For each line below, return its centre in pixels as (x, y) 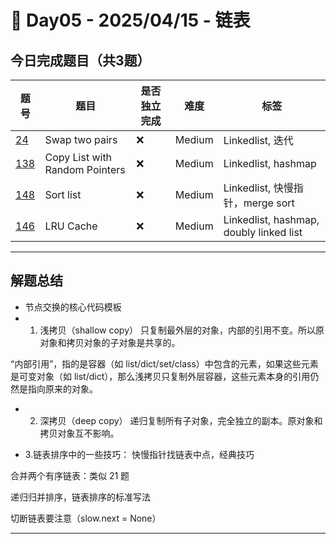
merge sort (269, 203)
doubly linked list (263, 232)
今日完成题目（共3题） (80, 60)
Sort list (63, 194)
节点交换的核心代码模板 (73, 307)
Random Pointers (85, 169)
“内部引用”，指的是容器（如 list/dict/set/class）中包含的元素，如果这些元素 (164, 363)
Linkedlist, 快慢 (258, 188)
